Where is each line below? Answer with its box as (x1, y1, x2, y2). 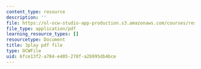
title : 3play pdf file (6, 43, 63, 49)
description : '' (6, 14, 47, 20)
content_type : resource (6, 8, 66, 15)
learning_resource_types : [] (6, 31, 79, 37)
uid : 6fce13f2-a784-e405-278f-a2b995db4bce (6, 53, 117, 59)
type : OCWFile (6, 48, 42, 54)
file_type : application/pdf (6, 25, 77, 32)
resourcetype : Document (6, 37, 66, 43)
